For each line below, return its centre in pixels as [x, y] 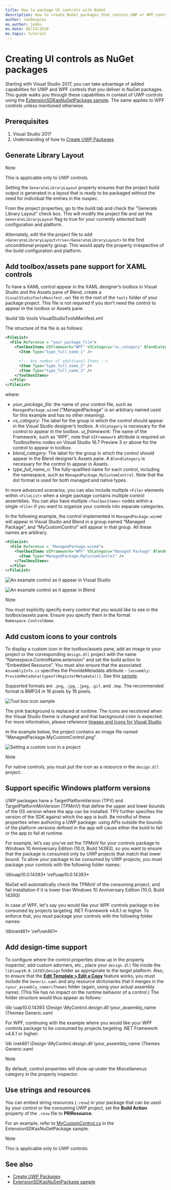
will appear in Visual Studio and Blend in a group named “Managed [75, 522]
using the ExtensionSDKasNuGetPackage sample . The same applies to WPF [85, 100]
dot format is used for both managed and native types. [70, 480]
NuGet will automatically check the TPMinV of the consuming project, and [83, 884]
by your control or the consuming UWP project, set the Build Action [76, 1108]
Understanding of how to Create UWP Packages [63, 139]
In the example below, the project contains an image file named [72, 732]
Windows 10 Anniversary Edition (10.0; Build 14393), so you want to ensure [84, 848]
